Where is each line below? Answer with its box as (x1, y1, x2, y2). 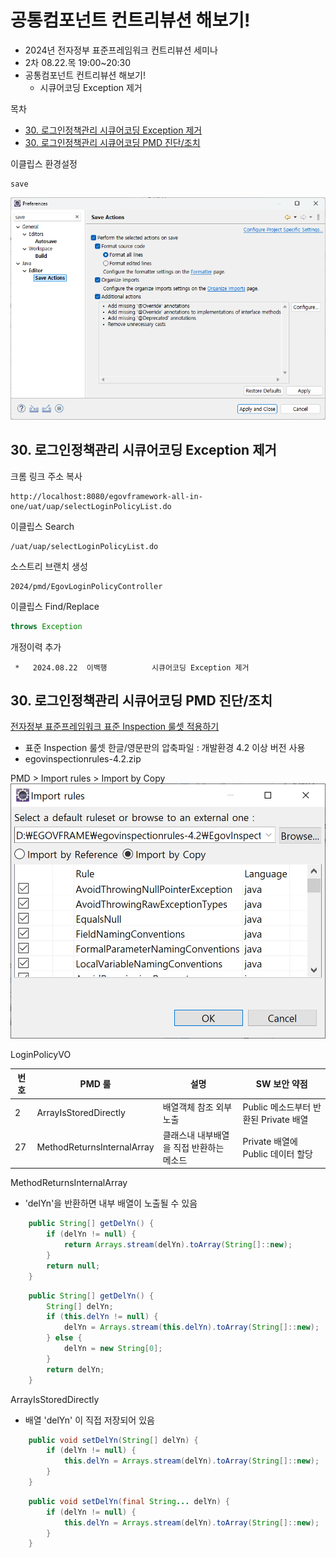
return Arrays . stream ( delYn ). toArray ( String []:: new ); (63, 1240, 293, 1250)
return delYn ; (46, 1364, 105, 1375)
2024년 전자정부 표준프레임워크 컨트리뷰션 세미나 (24, 44, 218, 56)
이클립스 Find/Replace (10, 600, 100, 612)
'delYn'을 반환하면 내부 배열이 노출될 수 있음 (24, 1197, 198, 1210)
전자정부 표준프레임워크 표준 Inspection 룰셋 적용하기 (10, 721, 220, 733)
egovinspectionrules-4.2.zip (24, 753, 142, 765)
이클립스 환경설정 (10, 157, 78, 170)
